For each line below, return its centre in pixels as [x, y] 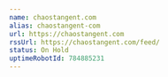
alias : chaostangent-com [55, 26]
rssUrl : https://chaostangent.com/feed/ [85, 42]
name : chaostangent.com [53, 17]
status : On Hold [39, 50]
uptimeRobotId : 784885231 [57, 58]
